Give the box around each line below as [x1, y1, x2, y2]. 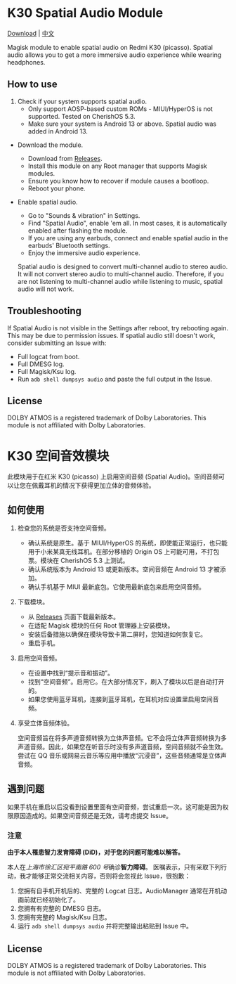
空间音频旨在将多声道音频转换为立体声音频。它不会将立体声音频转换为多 [17, 734, 227, 742]
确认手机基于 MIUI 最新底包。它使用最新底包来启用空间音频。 [27, 583, 206, 591]
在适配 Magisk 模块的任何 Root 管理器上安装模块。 [27, 621, 174, 630]
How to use [7, 79, 58, 91]
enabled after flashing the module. [27, 226, 128, 235]
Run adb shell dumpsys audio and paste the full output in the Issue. [17, 375, 213, 383]
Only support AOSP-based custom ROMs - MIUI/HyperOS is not [27, 104, 213, 113]
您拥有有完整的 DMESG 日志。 [17, 905, 105, 913]
